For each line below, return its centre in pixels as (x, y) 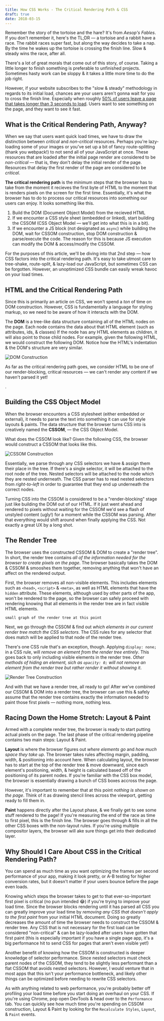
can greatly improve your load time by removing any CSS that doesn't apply (82, 912)
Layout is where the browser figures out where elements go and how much (81, 750)
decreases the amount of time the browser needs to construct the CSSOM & (82, 922)
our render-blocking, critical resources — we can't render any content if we (81, 372)
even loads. (17, 887)
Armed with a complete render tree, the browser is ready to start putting (78, 729)
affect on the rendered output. (35, 573)
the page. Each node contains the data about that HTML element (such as (80, 327)
